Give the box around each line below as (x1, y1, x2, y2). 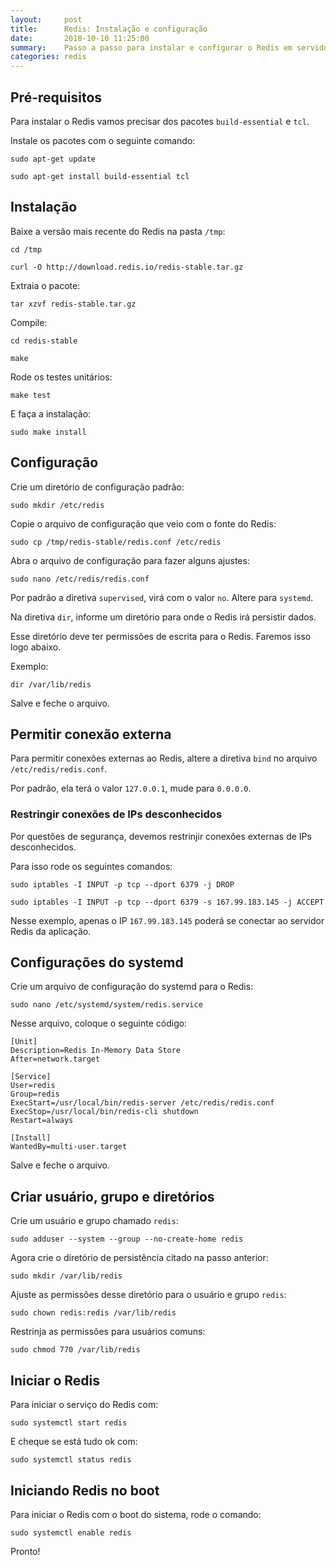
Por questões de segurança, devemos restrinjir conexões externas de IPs (10, 830, 312, 842)
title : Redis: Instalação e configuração (10, 24, 208, 34)
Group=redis (10, 1089, 60, 1100)
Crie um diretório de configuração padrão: (10, 481, 185, 493)
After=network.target (10, 1054, 101, 1065)
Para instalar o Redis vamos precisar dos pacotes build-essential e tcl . (10, 115, 310, 127)
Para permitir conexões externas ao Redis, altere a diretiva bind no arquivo (10, 752, 318, 765)
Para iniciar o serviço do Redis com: (10, 1399, 159, 1411)
